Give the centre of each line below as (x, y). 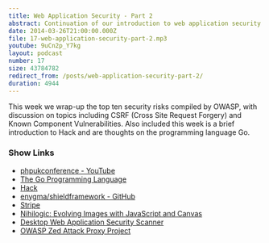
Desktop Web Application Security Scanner (92, 222)
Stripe (30, 205)
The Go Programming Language (73, 179)
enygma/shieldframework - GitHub (77, 196)
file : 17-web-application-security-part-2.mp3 (88, 38)
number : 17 (27, 61)
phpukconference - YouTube (67, 170)
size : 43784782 (34, 69)
